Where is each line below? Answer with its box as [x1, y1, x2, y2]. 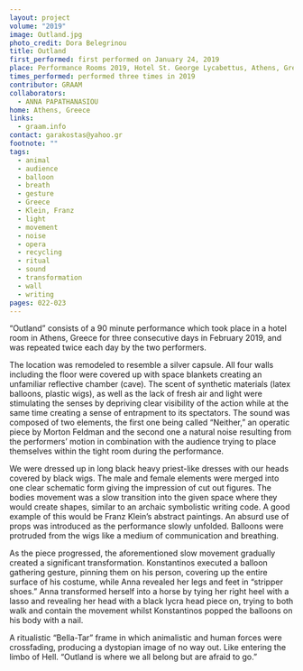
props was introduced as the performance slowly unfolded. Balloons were [9, 520, 284, 532]
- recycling [17, 248, 63, 257]
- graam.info [17, 123, 67, 132]
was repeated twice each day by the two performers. [9, 342, 207, 353]
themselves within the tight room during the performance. [9, 446, 224, 456]
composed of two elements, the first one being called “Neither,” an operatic [9, 417, 290, 428]
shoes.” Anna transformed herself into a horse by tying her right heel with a [9, 586, 289, 597]
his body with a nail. [9, 615, 84, 626]
